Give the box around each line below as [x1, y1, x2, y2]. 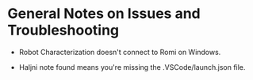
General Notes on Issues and [7, 5, 201, 23]
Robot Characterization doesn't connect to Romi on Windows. [18, 47, 221, 56]
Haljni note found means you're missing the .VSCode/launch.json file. [18, 62, 246, 71]
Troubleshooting [7, 21, 120, 39]
